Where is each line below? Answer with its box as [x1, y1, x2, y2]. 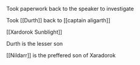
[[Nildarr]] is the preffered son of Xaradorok [6, 52, 116, 59]
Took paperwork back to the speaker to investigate [6, 5, 134, 12]
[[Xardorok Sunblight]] [6, 28, 63, 36]
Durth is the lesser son [6, 40, 63, 47]
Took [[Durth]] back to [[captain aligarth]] [6, 17, 111, 23]
